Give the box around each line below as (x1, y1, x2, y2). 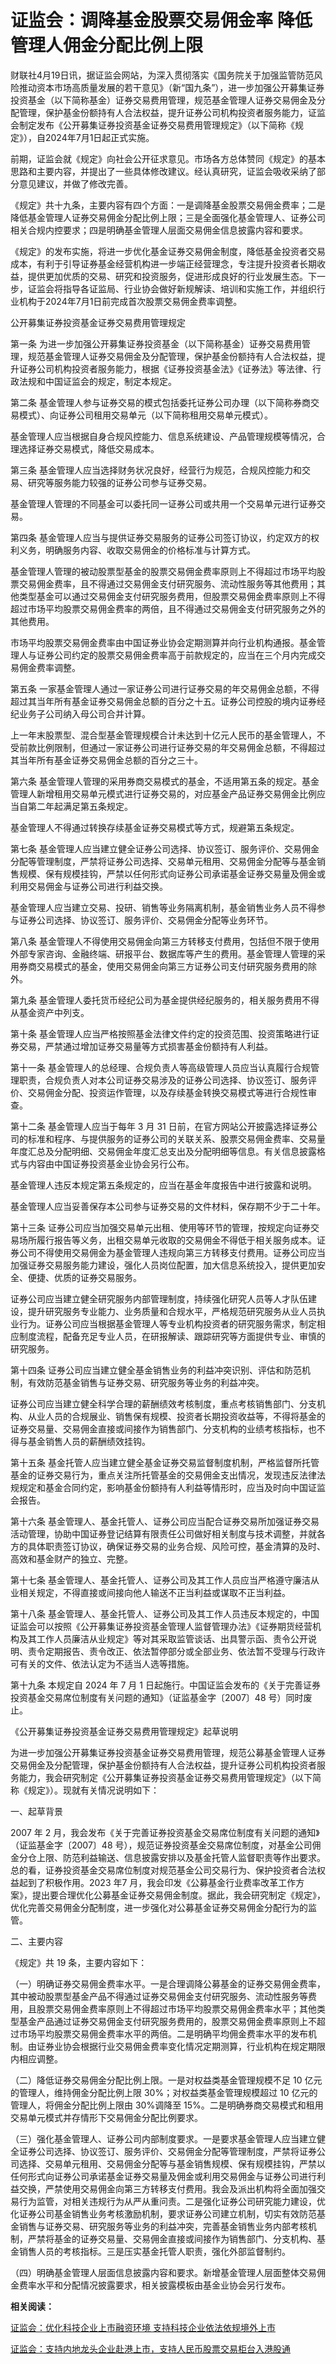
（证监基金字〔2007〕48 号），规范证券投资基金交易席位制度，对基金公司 (10, 1839, 313, 1851)
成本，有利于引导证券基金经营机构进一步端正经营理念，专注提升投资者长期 (10, 257, 317, 270)
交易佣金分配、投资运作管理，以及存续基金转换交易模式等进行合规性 (27, 1086, 308, 1098)
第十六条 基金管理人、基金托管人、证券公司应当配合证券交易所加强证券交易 (10, 1515, 320, 1527)
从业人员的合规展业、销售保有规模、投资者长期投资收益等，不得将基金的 (27, 1410, 326, 1422)
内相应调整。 (10, 2052, 63, 2065)
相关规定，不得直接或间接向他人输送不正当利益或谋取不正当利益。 (18, 1586, 291, 1598)
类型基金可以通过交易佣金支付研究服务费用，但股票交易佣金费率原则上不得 (18, 590, 326, 602)
